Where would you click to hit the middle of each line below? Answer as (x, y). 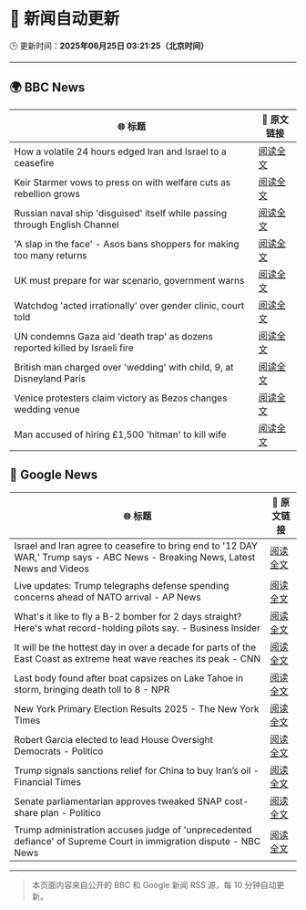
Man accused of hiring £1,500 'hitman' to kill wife (120, 434)
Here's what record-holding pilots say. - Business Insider (138, 628)
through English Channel (67, 225)
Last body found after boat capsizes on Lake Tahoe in (129, 678)
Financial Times (48, 781)
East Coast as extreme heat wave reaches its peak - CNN (138, 658)
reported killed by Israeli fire (74, 348)
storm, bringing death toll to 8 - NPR (92, 689)
